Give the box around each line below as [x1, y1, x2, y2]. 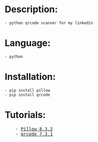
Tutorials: [5, 109, 46, 121]
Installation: [5, 71, 56, 82]
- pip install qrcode [5, 92, 51, 97]
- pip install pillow [5, 88, 51, 93]
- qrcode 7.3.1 [15, 131, 53, 137]
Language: [5, 37, 51, 49]
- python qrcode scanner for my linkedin [5, 20, 93, 25]
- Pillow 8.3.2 [15, 126, 53, 132]
